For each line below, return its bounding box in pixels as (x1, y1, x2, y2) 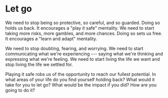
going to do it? (5, 87, 35, 93)
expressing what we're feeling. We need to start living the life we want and (5, 56, 160, 62)
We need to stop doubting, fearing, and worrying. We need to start (5, 45, 144, 51)
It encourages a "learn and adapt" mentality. (5, 36, 97, 42)
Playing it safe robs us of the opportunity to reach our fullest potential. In (5, 71, 156, 77)
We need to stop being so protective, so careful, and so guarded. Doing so (5, 20, 160, 26)
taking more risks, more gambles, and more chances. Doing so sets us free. (5, 30, 162, 36)
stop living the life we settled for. (5, 61, 73, 67)
